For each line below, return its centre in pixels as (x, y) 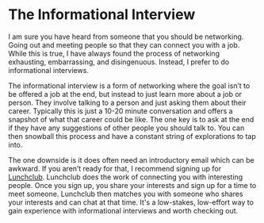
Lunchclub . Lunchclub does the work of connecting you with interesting (126, 177)
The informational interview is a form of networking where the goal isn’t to (129, 86)
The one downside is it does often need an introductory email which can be (132, 160)
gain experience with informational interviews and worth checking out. (123, 210)
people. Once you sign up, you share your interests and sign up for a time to (132, 185)
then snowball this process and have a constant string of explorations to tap (132, 136)
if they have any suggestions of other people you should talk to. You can (126, 128)
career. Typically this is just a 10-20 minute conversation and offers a (121, 111)
